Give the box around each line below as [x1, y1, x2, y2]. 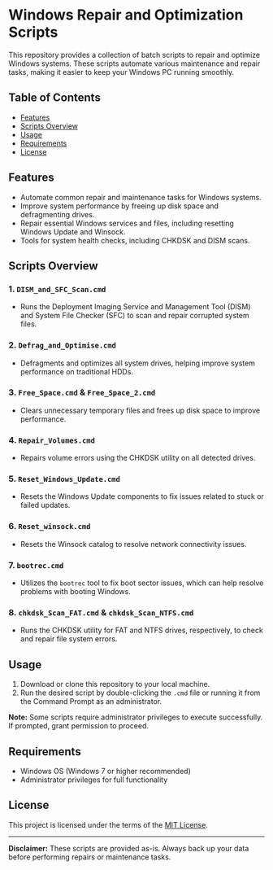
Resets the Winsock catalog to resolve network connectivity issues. [19, 539, 247, 549]
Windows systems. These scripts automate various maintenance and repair [8, 59, 261, 68]
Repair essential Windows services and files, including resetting [19, 218, 234, 228]
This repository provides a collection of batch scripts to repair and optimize [8, 50, 261, 59]
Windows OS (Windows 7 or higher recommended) [19, 766, 191, 776]
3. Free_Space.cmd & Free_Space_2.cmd [8, 387, 156, 398]
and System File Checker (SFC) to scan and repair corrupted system [19, 311, 249, 321]
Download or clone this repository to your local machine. [19, 680, 210, 689]
